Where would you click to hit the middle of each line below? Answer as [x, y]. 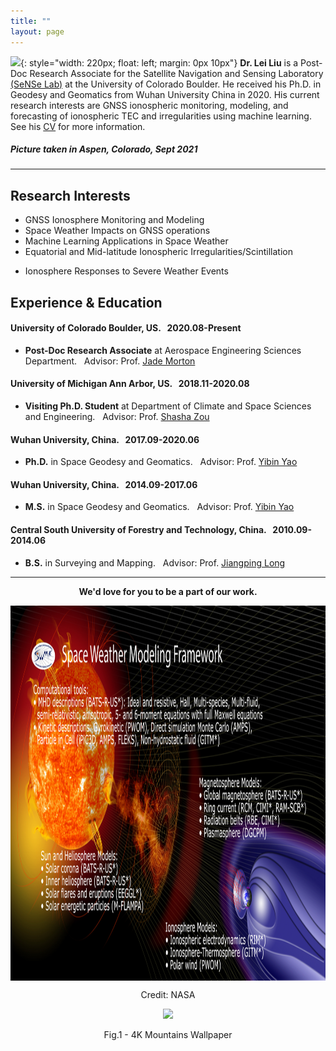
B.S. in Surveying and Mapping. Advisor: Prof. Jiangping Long [155, 562]
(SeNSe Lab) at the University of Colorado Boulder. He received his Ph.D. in [166, 84]
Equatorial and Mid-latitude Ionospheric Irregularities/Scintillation [158, 252]
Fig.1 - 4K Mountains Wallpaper [168, 1034]
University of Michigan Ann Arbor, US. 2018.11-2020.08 [130, 384]
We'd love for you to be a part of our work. [168, 591]
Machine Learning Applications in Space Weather [126, 241]
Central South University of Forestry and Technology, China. [138, 530]
